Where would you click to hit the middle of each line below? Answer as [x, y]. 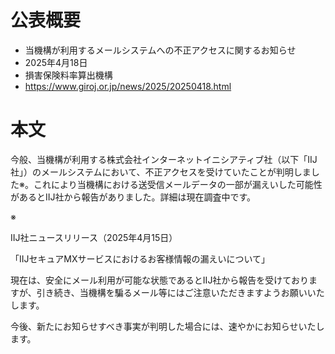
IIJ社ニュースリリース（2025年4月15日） [94, 237]
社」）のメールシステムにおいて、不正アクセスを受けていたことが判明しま [161, 172]
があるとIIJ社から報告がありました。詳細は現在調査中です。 [133, 197]
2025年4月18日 [56, 62]
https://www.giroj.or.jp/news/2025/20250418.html [128, 86]
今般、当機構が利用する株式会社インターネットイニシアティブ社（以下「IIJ [164, 159]
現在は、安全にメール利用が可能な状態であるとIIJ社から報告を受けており [159, 280]
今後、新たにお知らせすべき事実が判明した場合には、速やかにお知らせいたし [167, 326]
